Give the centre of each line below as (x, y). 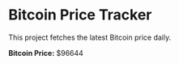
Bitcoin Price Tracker (80, 15)
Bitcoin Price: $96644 (46, 53)
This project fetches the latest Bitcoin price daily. (90, 37)
